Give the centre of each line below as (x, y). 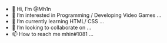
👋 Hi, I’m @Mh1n (31, 9)
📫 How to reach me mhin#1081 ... (53, 34)
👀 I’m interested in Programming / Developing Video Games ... (86, 15)
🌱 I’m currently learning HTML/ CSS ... (58, 21)
